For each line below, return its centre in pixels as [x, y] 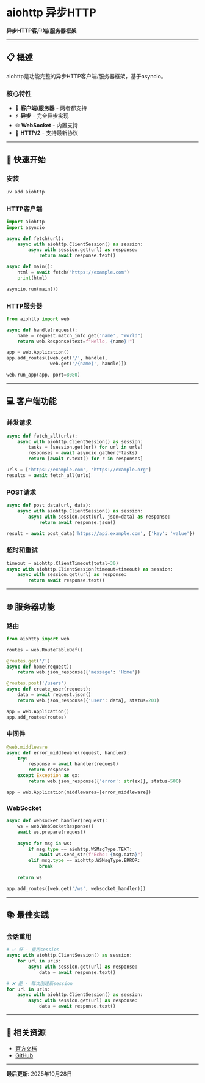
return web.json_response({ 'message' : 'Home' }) [79, 672]
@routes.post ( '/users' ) [37, 683]
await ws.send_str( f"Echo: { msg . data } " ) [91, 855]
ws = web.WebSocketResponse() [56, 826]
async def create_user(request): [49, 689]
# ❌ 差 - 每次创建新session [40, 983]
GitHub [24, 1055]
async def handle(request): [42, 330]
